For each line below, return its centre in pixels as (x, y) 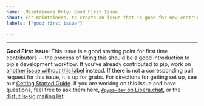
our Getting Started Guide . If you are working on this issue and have (91, 84)
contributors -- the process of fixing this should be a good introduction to (98, 58)
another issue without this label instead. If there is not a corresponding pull (100, 71)
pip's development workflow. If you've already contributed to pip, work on (99, 64)
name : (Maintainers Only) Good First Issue (62, 12)
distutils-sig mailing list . (36, 96)
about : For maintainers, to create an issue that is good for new (92, 18)
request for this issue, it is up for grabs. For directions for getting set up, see (102, 77)
